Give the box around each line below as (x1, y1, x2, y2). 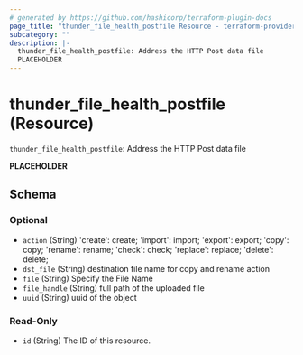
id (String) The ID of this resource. (22, 335, 151, 346)
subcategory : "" (9, 30, 70, 39)
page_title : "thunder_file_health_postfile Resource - (9, 22, 220, 31)
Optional (9, 214, 48, 227)
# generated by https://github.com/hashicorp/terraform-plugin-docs (9, 13, 272, 23)
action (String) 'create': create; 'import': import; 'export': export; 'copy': (22, 234, 289, 245)
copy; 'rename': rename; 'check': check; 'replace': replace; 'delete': (22, 244, 274, 255)
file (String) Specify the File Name (22, 273, 153, 284)
